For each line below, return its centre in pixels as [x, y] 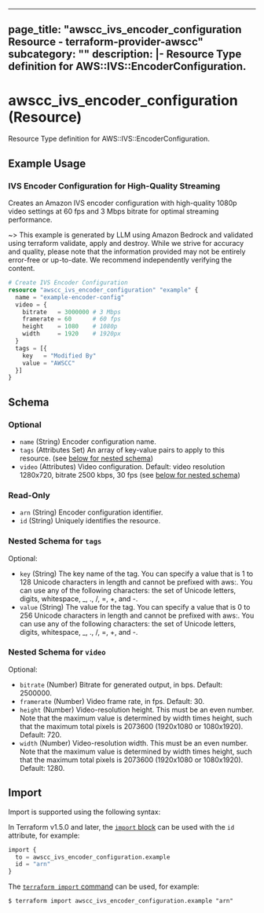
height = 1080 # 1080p [70, 327]
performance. [30, 220]
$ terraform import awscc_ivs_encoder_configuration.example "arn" [121, 901]
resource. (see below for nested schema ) [86, 458]
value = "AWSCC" [49, 363]
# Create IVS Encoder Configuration [68, 283]
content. [22, 269]
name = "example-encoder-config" [70, 297]
